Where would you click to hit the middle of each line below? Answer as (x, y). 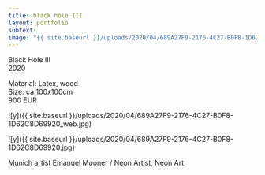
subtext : (22, 30)
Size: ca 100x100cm (41, 92)
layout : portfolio (38, 23)
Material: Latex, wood (43, 84)
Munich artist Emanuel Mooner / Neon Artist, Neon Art (96, 163)
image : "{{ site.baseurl (49, 37)
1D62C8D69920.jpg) (41, 147)
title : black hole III (45, 15)
